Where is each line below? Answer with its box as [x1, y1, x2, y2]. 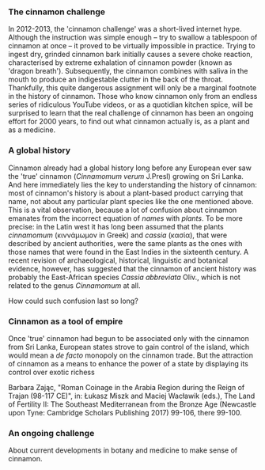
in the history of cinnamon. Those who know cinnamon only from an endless [8, 92, 258, 101]
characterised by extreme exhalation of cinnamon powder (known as [8, 58, 233, 67]
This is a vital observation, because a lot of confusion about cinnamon [8, 205, 237, 214]
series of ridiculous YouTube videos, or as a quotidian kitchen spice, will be [8, 100, 253, 109]
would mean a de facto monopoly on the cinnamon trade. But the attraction [8, 351, 253, 360]
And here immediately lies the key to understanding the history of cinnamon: [8, 180, 257, 189]
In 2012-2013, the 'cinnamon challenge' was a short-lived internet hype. [8, 25, 242, 34]
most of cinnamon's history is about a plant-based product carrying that [8, 188, 244, 198]
